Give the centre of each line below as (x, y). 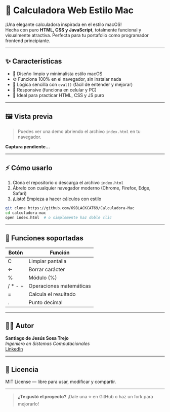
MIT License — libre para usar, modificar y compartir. (61, 382)
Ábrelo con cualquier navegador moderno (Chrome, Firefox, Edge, (81, 188)
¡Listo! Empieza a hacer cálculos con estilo (57, 199)
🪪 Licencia (22, 370)
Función (60, 252)
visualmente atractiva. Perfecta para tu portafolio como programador (77, 35)
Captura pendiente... (28, 146)
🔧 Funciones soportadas (44, 238)
